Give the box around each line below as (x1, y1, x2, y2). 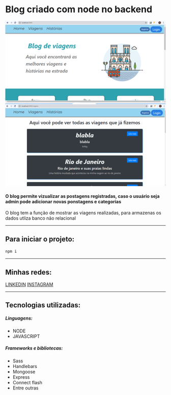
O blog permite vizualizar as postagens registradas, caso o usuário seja (5, 193, 160, 199)
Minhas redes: (5, 268, 52, 276)
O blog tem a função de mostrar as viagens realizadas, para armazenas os (5, 210, 161, 216)
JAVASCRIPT (12, 333, 40, 339)
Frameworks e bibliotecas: (5, 345, 63, 351)
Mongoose (12, 368, 36, 375)
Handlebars (12, 363, 37, 370)
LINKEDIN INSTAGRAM (5, 281, 53, 287)
